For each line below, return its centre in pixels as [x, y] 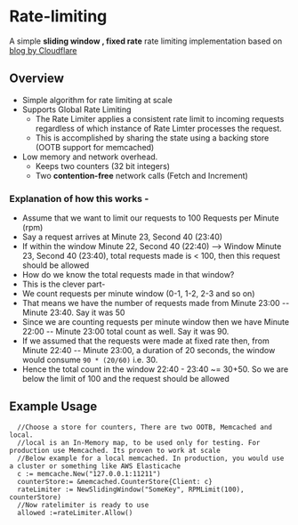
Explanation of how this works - [79, 198]
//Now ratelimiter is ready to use [83, 505]
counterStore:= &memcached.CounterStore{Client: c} [115, 481]
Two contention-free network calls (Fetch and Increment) [142, 175]
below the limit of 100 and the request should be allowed [125, 379]
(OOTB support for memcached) [95, 147]
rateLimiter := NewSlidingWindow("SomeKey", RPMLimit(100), [131, 489]
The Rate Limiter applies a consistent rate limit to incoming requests [160, 118]
